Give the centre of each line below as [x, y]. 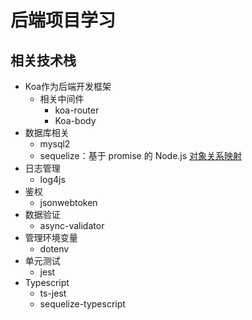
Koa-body [75, 120]
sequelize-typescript [82, 304]
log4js [52, 179]
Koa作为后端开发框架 [68, 86]
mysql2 [55, 144]
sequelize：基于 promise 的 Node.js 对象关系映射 [141, 155]
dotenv [54, 249]
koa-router [77, 110]
